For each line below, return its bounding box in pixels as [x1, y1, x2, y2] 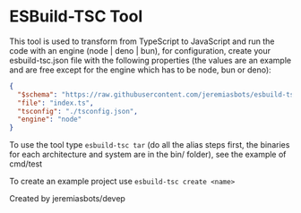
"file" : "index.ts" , [17, 98, 94, 107]
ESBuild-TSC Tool [9, 6, 143, 27]
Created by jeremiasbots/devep [9, 193, 125, 204]
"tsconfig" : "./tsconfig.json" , [17, 106, 139, 115]
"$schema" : [17, 89, 58, 99]
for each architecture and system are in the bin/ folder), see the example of [9, 149, 287, 160]
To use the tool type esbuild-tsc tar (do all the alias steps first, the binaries [9, 140, 290, 150]
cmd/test [9, 158, 43, 169]
